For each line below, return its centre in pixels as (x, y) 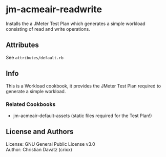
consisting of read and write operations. (48, 29)
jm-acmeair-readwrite (54, 9)
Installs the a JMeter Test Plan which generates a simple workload (76, 24)
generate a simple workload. (36, 91)
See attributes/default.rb (35, 57)
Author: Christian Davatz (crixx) (39, 149)
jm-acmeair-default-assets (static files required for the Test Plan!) (82, 116)
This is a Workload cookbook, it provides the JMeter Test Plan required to (83, 86)
